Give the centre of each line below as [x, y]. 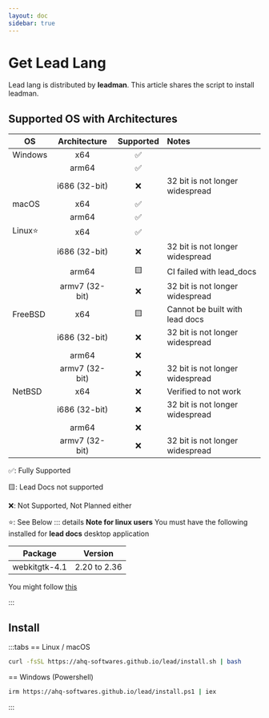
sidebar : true [32, 23]
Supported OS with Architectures [93, 118]
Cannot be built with [205, 310]
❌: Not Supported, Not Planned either [70, 505]
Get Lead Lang [57, 63]
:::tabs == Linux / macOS [49, 647]
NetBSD [27, 391]
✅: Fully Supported [40, 471]
